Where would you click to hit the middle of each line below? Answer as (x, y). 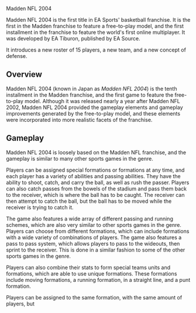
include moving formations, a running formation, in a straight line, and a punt (98, 280)
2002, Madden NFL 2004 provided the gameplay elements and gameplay (94, 107)
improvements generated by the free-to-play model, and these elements (93, 113)
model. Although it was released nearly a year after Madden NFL (102, 101)
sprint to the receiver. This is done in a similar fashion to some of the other (96, 250)
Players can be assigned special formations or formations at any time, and (95, 170)
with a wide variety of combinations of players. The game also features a (94, 237)
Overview (24, 75)
